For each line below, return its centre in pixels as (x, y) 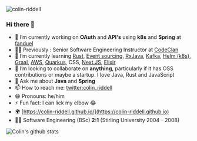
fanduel (24, 44)
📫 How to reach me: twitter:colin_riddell (64, 88)
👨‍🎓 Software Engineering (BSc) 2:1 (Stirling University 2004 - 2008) (97, 120)
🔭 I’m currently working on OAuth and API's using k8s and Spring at (98, 37)
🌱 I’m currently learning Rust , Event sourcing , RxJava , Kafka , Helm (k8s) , (103, 56)
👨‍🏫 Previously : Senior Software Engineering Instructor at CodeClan (96, 50)
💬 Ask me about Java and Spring (55, 81)
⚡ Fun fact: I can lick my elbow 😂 (55, 103)
